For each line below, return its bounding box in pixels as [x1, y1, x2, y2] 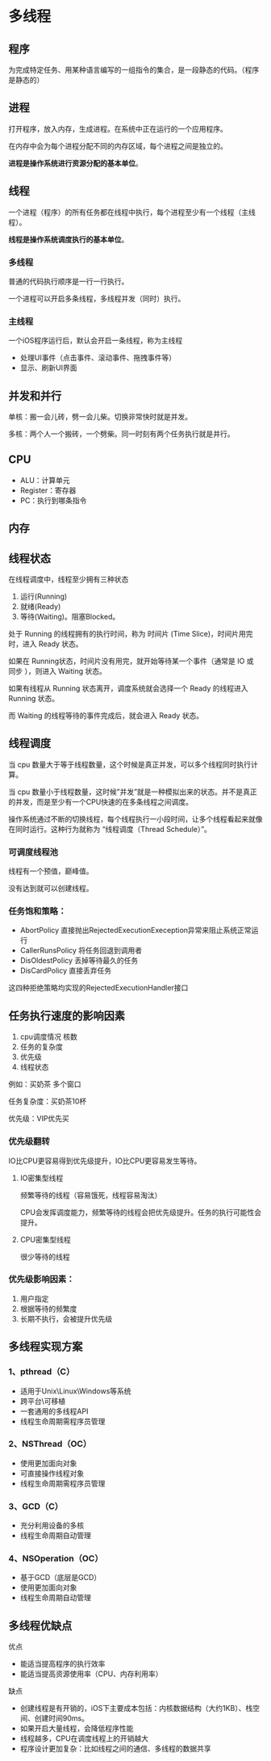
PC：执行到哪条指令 [19, 495, 87, 505]
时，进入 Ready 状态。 [8, 639, 83, 649]
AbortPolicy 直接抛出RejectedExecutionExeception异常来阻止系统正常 [19, 926, 252, 935]
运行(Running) [19, 591, 68, 602]
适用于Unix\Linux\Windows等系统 [19, 1386, 131, 1396]
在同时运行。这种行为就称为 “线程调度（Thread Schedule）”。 [8, 824, 212, 834]
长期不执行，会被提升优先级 [19, 1313, 113, 1323]
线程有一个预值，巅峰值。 [8, 866, 94, 876]
